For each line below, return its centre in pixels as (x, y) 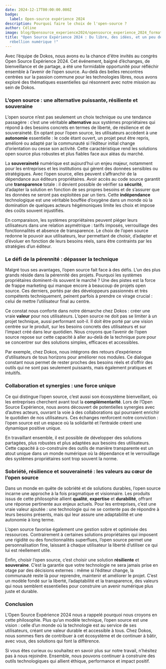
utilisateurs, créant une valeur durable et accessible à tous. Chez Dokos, (79, 630)
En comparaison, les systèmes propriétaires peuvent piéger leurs (71, 220)
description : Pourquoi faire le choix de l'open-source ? (66, 23)
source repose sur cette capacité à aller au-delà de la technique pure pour (81, 337)
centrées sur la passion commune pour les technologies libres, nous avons (81, 77)
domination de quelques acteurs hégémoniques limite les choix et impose (80, 205)
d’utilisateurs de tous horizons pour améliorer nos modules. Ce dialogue (78, 357)
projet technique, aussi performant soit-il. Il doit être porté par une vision (79, 321)
